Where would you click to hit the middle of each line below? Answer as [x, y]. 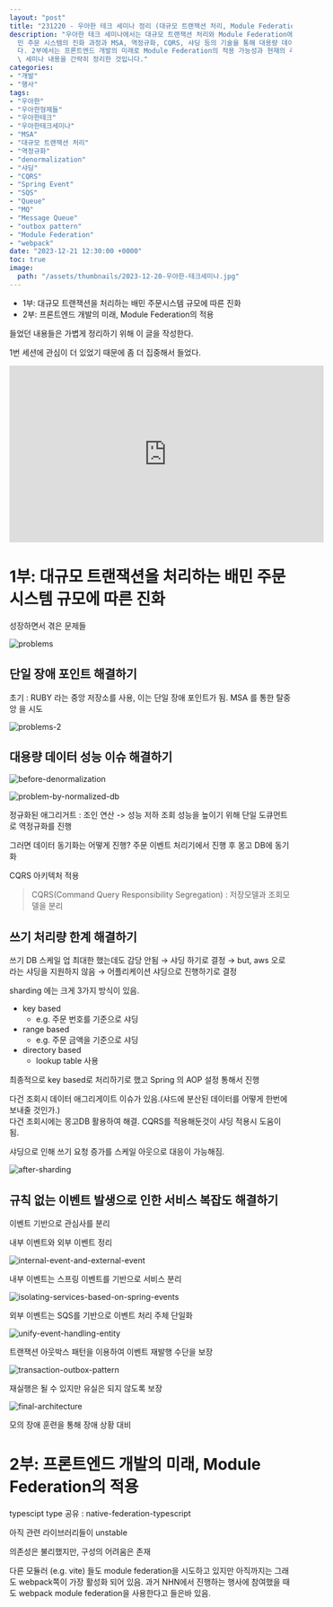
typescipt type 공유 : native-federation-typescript [100, 1513]
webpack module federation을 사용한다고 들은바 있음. [114, 1593]
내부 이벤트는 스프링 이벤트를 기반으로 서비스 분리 [96, 1278]
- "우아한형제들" [36, 110]
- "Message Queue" [44, 218]
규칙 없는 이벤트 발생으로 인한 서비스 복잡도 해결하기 [144, 1200]
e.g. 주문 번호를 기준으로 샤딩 [87, 1019]
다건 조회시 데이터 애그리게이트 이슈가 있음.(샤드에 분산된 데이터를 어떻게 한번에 [149, 1099]
